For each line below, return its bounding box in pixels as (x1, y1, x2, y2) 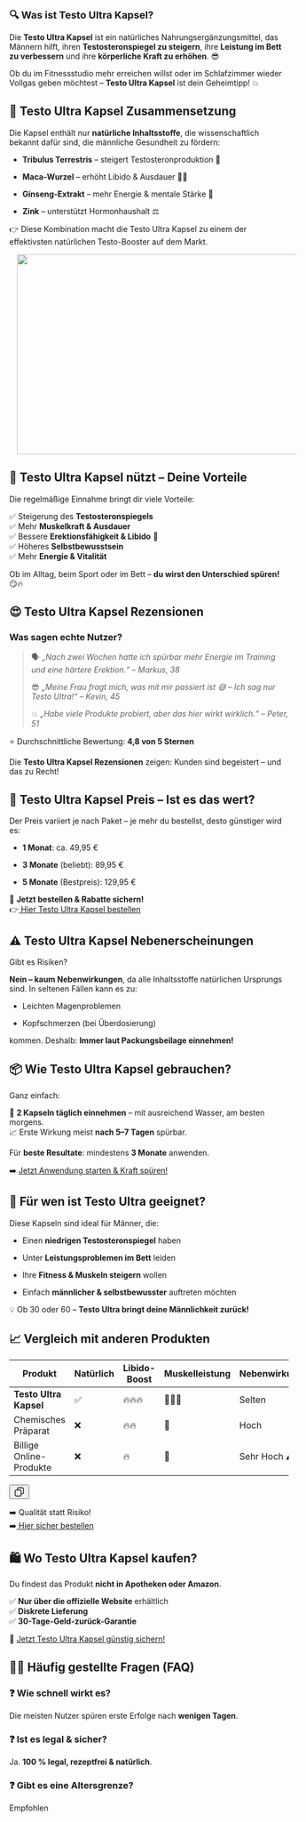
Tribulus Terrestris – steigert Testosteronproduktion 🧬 (21, 154, 221, 165)
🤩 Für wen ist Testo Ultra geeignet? (9, 1194, 206, 1209)
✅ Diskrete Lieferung (9, 1606, 89, 1617)
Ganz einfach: (9, 1089, 60, 1101)
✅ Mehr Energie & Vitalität (9, 550, 107, 561)
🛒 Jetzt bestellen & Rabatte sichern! (9, 894, 145, 905)
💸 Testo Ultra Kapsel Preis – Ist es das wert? (9, 791, 255, 807)
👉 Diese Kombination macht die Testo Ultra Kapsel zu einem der (9, 223, 247, 234)
